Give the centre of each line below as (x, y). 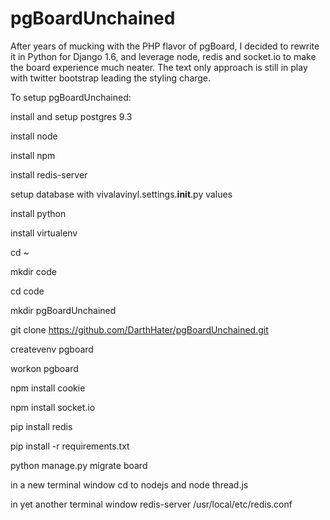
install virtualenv (44, 233)
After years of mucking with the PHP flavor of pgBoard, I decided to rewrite (165, 46)
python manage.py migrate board (79, 465)
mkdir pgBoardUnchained (63, 310)
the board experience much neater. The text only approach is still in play (159, 67)
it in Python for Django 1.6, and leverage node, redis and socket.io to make (163, 56)
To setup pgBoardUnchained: (71, 97)
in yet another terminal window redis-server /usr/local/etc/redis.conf (151, 504)
